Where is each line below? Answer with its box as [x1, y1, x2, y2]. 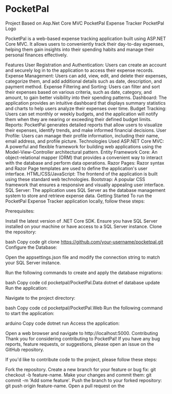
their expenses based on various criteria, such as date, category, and [5, 89, 152, 95]
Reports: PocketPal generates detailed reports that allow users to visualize [5, 122, 163, 128]
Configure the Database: [5, 244, 58, 250]
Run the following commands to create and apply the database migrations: [5, 269, 163, 275]
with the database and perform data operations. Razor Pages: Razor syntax [5, 160, 164, 166]
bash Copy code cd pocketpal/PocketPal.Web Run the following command [5, 305, 163, 311]
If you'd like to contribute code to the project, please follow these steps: [5, 356, 158, 362]
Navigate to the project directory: [5, 294, 75, 301]
